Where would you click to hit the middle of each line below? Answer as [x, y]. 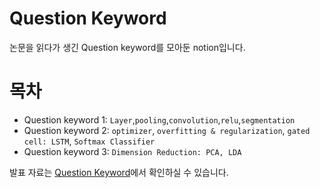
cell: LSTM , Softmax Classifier [89, 141]
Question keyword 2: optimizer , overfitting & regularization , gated [167, 130]
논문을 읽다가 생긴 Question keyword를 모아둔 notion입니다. [127, 47]
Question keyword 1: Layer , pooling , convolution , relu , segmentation [159, 119]
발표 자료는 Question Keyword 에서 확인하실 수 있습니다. [119, 172]
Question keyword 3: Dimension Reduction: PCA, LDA [132, 151]
